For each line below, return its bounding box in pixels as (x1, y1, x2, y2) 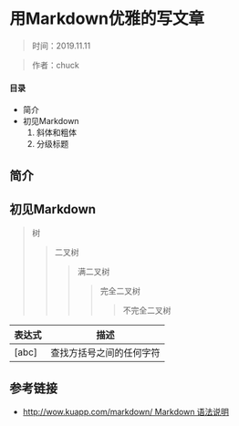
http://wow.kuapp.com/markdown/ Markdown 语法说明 (22, 407, 230, 418)
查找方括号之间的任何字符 (50, 347, 161, 359)
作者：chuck (31, 59, 80, 70)
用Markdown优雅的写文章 (9, 8, 205, 29)
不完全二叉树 (122, 305, 171, 316)
